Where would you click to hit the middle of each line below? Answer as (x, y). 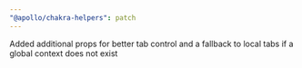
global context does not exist (64, 53)
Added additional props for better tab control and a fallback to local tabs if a (151, 44)
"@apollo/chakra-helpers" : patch (73, 18)
